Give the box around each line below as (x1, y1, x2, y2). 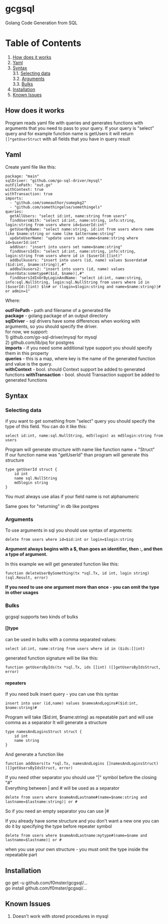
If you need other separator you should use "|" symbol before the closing (5, 775, 157, 781)
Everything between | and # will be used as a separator (5, 785, 120, 791)
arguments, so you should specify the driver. (5, 323, 98, 329)
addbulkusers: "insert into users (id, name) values (10, 258, 123, 263)
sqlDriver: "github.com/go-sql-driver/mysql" (5, 178, 102, 183)
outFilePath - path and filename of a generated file (5, 307, 111, 313)
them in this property (5, 350, 49, 356)
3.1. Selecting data (12, 70, 51, 76)
